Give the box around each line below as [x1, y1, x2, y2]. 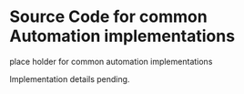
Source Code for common [9, 6, 208, 27]
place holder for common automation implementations [9, 56, 213, 67]
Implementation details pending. [9, 73, 130, 84]
